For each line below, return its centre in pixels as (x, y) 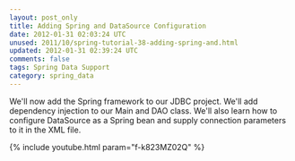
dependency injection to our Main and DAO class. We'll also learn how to (143, 110)
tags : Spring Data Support (60, 68)
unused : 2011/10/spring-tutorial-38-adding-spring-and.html (124, 42)
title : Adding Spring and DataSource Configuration (108, 26)
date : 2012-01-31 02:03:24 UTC (68, 34)
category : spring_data (52, 76)
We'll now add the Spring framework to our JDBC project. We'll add (134, 101)
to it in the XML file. (45, 130)
